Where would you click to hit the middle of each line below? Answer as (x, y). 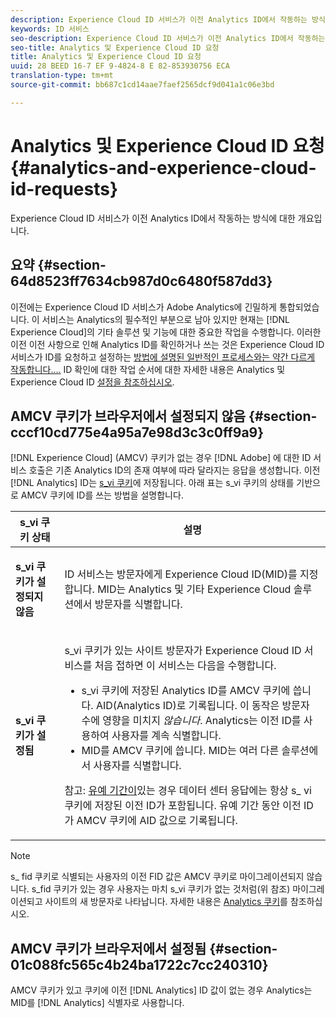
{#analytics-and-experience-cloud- (163, 167)
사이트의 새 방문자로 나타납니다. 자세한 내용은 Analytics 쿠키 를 (166, 902)
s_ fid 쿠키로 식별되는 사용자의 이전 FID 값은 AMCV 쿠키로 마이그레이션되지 (157, 877)
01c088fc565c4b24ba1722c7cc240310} (139, 964)
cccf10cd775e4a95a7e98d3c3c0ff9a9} (137, 432)
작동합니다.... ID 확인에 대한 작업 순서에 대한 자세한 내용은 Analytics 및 (148, 369)
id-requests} (64, 188)
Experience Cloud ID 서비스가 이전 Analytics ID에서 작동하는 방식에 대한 (153, 218)
